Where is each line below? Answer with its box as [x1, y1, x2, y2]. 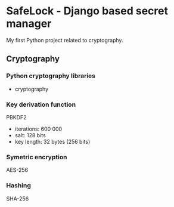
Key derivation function [6, 100, 76, 109]
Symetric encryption [6, 153, 67, 161]
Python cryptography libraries [6, 72, 96, 80]
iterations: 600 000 [14, 125, 63, 132]
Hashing [6, 181, 32, 190]
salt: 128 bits [14, 131, 46, 138]
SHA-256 [6, 195, 29, 202]
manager [6, 17, 52, 30]
